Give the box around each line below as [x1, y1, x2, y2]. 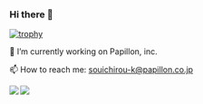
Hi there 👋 [9, 8, 54, 21]
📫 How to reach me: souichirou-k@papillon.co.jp [9, 64, 193, 75]
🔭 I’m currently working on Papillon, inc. [9, 46, 158, 57]
